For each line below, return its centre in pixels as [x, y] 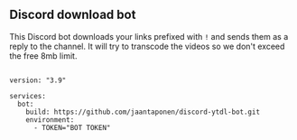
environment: [50, 120]
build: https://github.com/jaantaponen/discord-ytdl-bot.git [143, 112]
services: [28, 96]
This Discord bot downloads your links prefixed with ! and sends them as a [149, 36]
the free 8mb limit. [43, 56]
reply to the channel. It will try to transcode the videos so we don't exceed [147, 46]
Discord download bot [73, 15]
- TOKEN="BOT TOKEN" [72, 127]
